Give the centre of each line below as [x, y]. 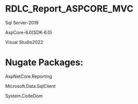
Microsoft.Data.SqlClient [31, 86]
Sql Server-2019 [22, 23]
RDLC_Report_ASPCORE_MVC [70, 9]
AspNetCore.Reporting [29, 76]
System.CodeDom [24, 95]
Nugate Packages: [44, 63]
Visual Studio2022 [24, 42]
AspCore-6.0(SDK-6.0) [29, 32]
